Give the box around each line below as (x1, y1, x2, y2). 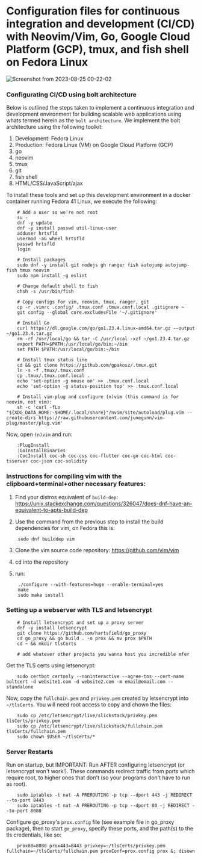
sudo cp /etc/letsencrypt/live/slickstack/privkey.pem (17, 712, 158, 718)
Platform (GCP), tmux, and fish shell (6, 43, 190, 57)
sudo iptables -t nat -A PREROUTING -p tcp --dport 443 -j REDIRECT (17, 792, 193, 799)
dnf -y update (17, 220, 52, 226)
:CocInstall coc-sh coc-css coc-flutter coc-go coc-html (17, 453, 163, 459)
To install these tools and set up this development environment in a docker (6, 192, 191, 199)
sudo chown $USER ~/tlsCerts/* (17, 734, 96, 740)
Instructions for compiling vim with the (6, 472, 122, 481)
